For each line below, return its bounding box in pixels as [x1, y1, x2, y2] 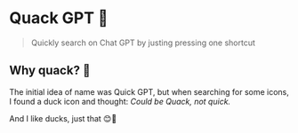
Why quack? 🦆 [9, 63, 91, 78]
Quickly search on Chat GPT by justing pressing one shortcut [30, 37, 256, 48]
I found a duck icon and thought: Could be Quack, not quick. [9, 96, 231, 106]
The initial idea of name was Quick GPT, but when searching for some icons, [9, 86, 289, 97]
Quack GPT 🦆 [9, 8, 109, 28]
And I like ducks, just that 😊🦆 [9, 113, 117, 123]
